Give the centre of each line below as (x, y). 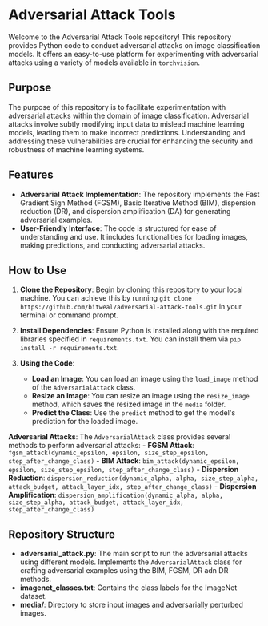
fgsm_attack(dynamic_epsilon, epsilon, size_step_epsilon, (109, 453)
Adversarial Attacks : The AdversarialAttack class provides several (120, 437)
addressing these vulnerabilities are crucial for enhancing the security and (131, 141)
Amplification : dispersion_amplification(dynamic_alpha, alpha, (116, 495)
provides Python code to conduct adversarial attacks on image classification (134, 45)
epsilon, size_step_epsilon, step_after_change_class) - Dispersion (124, 470)
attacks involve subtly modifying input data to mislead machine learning (127, 124)
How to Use (38, 270)
